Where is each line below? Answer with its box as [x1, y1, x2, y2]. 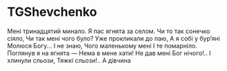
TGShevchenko [7, 4, 97, 20]
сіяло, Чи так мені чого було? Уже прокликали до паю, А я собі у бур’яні [7, 34, 221, 42]
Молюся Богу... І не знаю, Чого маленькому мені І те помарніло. [7, 41, 198, 50]
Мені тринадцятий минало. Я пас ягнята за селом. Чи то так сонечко [7, 27, 210, 35]
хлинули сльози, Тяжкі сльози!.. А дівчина [7, 56, 131, 64]
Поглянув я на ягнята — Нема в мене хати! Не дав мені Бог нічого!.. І [7, 49, 212, 57]
